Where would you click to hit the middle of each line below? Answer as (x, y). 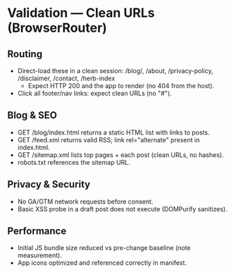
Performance (37, 231)
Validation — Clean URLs (81, 13)
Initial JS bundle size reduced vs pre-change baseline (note (104, 248)
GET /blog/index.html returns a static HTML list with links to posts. (113, 132)
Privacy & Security (49, 185)
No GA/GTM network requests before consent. (85, 201)
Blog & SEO (32, 115)
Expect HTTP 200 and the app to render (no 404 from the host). (121, 86)
